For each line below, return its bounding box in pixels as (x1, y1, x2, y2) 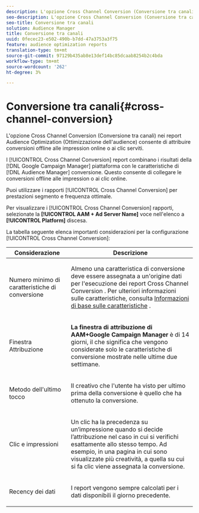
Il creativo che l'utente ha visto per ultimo (70, 381, 186, 390)
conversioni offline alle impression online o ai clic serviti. (6, 145, 144, 152)
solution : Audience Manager (6, 25, 76, 31)
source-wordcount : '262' (6, 63, 68, 70)
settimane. (70, 360, 101, 368)
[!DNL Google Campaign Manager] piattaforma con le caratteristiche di (6, 162, 179, 169)
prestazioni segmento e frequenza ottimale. (6, 193, 113, 200)
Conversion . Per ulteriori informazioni (70, 287, 176, 295)
